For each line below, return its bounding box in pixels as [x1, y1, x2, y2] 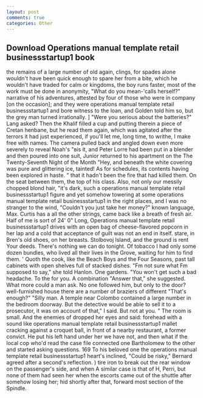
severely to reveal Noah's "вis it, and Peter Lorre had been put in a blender [6, 146, 193, 153]
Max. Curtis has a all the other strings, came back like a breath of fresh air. [6, 210, 193, 218]
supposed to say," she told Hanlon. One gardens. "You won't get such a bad [6, 269, 196, 276]
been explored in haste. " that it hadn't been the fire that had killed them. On [6, 171, 197, 179]
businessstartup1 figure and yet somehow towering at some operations [6, 191, 184, 198]
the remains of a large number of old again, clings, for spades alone [6, 68, 176, 76]
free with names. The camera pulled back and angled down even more [6, 139, 184, 146]
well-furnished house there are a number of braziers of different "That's [6, 288, 187, 295]
